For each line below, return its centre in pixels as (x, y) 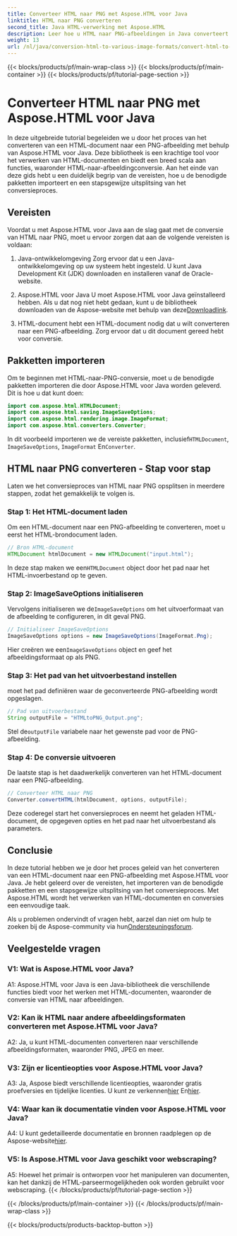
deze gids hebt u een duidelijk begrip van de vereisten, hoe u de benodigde (117, 175)
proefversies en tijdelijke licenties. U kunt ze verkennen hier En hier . (104, 1091)
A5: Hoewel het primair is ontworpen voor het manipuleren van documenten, (119, 1174)
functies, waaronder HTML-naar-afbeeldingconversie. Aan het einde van (113, 168)
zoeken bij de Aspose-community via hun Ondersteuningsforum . (101, 926)
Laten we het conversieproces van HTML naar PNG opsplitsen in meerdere (116, 486)
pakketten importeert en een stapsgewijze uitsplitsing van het (97, 183)
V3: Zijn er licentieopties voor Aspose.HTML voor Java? (105, 1068)
